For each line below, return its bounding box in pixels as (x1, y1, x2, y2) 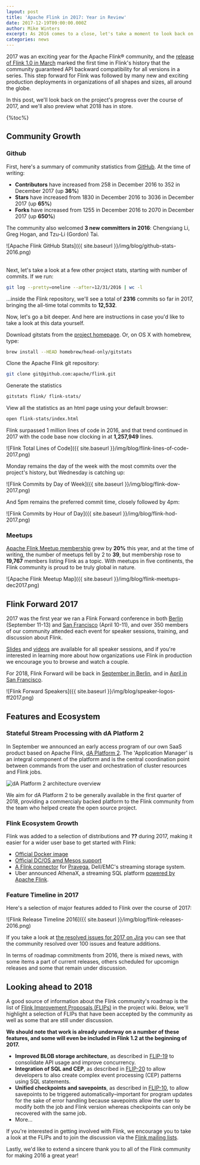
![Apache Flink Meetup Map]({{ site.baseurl (6, 575, 113, 582)
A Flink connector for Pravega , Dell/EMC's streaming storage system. (14, 863, 186, 870)
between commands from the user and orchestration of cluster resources (6, 762, 187, 769)
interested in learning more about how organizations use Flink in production (6, 652, 192, 659)
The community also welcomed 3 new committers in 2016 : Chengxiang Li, (6, 224, 190, 231)
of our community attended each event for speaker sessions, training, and (6, 628, 189, 635)
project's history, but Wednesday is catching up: (6, 469, 125, 476)
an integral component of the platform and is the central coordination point (6, 755, 190, 762)
